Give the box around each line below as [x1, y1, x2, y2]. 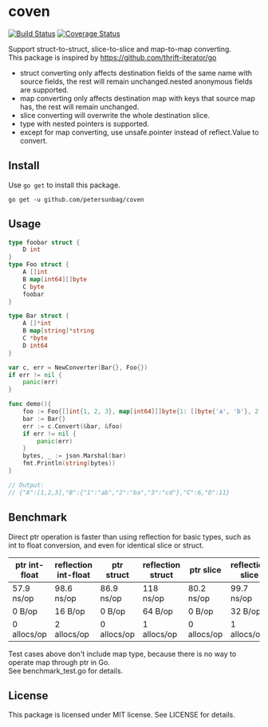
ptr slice [189, 564, 222, 576]
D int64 [22, 341, 48, 349]
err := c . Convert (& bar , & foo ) [22, 422, 124, 430]
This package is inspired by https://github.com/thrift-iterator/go [8, 53, 217, 62]
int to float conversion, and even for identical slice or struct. [8, 540, 204, 550]
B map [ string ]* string [22, 327, 94, 335]
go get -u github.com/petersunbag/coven [8, 195, 145, 203]
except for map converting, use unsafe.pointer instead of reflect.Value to [19, 127, 259, 137]
